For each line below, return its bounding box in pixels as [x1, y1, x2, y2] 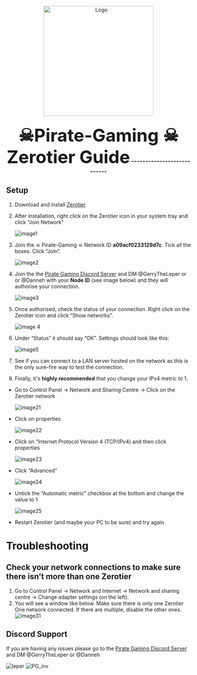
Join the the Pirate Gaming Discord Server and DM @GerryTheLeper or [14, 270, 186, 277]
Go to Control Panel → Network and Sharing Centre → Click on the [14, 386, 175, 393]
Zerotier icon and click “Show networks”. [14, 312, 113, 319]
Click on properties [14, 415, 61, 422]
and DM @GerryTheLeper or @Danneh [6, 651, 100, 658]
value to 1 [14, 496, 38, 503]
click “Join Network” [14, 218, 64, 225]
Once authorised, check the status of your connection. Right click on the [14, 305, 190, 312]
